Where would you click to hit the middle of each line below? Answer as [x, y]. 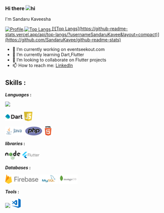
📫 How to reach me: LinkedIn [42, 65]
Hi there [15, 8]
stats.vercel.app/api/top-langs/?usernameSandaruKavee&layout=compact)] [82, 34]
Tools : [12, 192]
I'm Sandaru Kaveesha [28, 19]
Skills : [16, 83]
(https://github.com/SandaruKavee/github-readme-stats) [63, 40]
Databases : [18, 168]
